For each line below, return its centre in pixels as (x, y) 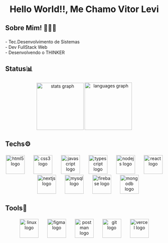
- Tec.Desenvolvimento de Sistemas (43, 42)
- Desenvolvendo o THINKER (35, 52)
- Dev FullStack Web (26, 47)
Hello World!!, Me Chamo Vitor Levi (84, 9)
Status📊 (19, 69)
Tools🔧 (16, 208)
